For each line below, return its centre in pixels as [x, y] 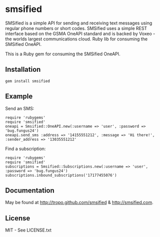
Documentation [30, 190]
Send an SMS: [20, 108]
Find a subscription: [25, 149]
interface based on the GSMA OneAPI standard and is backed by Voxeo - [80, 33]
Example [19, 97]
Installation [23, 70]
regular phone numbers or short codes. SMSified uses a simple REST [76, 28]
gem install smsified [28, 81]
